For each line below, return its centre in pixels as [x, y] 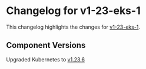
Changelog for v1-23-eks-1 [73, 11]
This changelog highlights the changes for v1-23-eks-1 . [73, 27]
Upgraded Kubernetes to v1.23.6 [46, 59]
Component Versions [46, 45]
